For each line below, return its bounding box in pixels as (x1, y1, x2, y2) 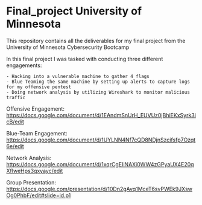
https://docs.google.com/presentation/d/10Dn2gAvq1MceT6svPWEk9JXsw (6, 185, 193, 192)
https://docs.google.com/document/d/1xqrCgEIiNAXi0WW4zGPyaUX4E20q (6, 160, 194, 168)
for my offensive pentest (6, 83, 71, 90)
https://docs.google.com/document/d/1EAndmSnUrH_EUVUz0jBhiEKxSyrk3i (6, 111, 196, 119)
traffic (6, 94, 26, 100)
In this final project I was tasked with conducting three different (6, 55, 163, 62)
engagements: (6, 62, 42, 69)
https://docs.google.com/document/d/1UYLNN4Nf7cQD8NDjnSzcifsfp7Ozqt (6, 136, 196, 143)
